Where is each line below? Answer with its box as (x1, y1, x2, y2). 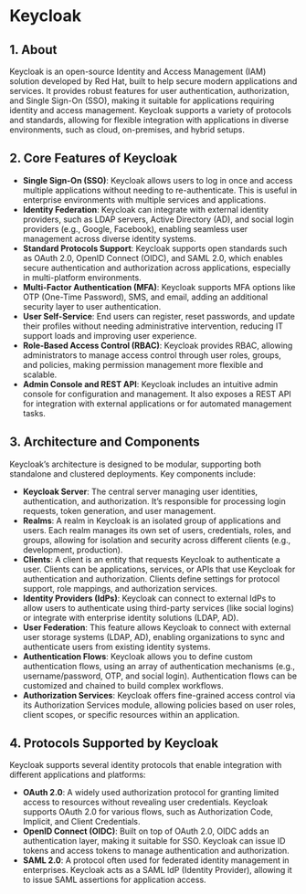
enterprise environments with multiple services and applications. (22, 194, 267, 205)
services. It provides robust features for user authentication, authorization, (9, 86, 290, 96)
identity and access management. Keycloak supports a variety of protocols (9, 105, 292, 115)
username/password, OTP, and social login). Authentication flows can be (22, 670, 298, 681)
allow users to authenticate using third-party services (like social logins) (22, 602, 295, 613)
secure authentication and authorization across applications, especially (22, 262, 290, 273)
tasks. (22, 407, 46, 418)
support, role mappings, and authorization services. (22, 583, 217, 594)
